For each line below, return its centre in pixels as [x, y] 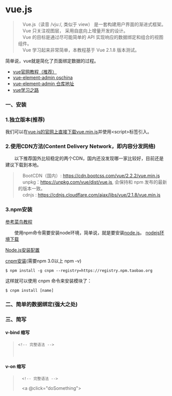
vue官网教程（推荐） [35, 72]
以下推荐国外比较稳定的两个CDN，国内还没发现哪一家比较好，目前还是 [89, 159]
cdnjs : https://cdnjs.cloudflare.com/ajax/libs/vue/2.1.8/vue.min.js [91, 195]
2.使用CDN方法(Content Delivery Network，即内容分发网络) [80, 146]
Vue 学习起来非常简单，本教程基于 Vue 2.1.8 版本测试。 [81, 50]
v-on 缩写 [16, 367]
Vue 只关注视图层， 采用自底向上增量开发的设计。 [75, 31]
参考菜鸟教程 [19, 222]
